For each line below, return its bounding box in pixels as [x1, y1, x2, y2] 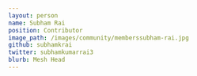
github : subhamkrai [8, 41, 73, 49]
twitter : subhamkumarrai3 [8, 48, 93, 56]
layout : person [8, 11, 59, 20]
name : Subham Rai [8, 19, 66, 27]
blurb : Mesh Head [8, 56, 66, 64]
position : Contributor [8, 26, 83, 34]
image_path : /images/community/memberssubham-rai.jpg [8, 33, 190, 42]
